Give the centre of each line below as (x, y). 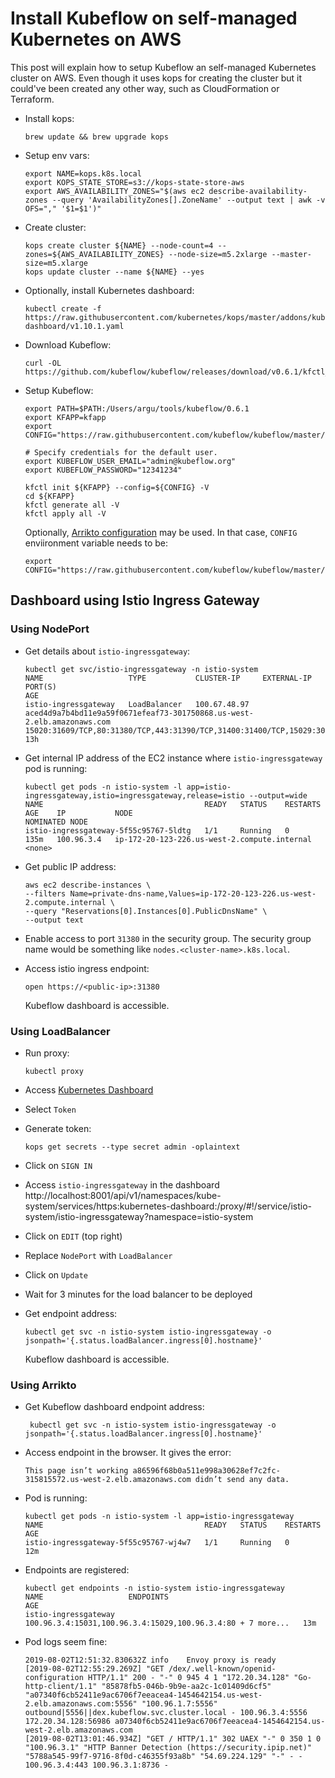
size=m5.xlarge (56, 263)
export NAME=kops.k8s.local (83, 173)
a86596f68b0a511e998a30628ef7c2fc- (206, 1471)
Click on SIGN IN (58, 1165)
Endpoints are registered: (77, 1570)
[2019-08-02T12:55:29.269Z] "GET (94, 1669)
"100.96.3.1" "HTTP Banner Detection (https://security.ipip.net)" (168, 1748)
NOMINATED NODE (56, 822)
